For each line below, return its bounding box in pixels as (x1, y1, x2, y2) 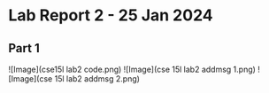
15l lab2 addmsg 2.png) (54, 74, 141, 84)
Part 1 (8, 41, 41, 56)
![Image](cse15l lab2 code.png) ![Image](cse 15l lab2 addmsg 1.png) (8, 64, 256, 74)
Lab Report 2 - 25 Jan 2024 (8, 5, 213, 26)
